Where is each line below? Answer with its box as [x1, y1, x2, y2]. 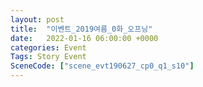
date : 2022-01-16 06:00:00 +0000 [10, 33, 159, 43]
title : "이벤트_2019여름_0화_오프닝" [10, 24, 153, 34]
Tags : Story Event [10, 52, 87, 62]
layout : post [10, 14, 65, 25]
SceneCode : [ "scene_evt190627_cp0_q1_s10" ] [10, 61, 195, 71]
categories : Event [10, 42, 87, 53]
